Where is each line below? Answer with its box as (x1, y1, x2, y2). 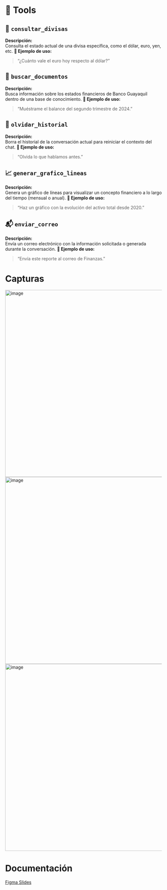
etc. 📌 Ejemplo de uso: (5, 48, 52, 54)
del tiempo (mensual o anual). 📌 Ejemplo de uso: (5, 195, 105, 201)
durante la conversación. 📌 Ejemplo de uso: (5, 246, 95, 252)
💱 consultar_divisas (5, 24, 68, 33)
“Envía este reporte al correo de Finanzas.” (17, 256, 105, 262)
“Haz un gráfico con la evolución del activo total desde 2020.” (17, 204, 145, 211)
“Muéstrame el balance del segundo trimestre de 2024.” (17, 106, 133, 112)
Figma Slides (5, 880, 32, 886)
